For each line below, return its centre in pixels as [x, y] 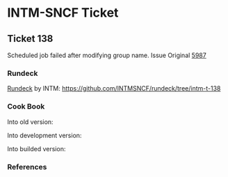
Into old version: [30, 122]
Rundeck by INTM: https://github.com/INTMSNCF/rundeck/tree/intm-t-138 [114, 88]
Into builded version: [36, 148]
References [27, 167]
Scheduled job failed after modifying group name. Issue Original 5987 [107, 55]
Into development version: [44, 135]
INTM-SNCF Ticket [63, 13]
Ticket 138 [30, 39]
